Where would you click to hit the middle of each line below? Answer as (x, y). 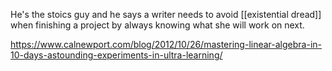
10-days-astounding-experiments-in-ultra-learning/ (116, 55)
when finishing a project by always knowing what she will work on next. (157, 25)
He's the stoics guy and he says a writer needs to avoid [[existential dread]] (166, 14)
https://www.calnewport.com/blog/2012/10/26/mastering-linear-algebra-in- (166, 44)
